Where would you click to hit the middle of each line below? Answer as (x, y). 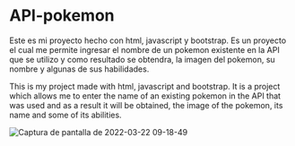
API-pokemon (62, 16)
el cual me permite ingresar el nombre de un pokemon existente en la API (144, 49)
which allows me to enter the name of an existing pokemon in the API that (145, 96)
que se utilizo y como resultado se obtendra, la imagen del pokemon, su (142, 59)
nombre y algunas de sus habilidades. (79, 69)
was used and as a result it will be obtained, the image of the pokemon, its (146, 105)
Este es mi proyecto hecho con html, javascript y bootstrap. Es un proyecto (148, 40)
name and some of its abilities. (66, 115)
